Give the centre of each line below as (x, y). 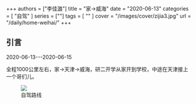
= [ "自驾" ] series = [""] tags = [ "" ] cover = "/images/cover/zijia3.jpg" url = (99, 16)
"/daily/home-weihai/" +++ (39, 23)
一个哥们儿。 (22, 76)
